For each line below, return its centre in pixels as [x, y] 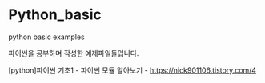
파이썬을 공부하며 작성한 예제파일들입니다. [74, 53]
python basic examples [47, 37]
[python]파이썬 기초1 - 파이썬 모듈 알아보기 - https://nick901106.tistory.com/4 [132, 70]
